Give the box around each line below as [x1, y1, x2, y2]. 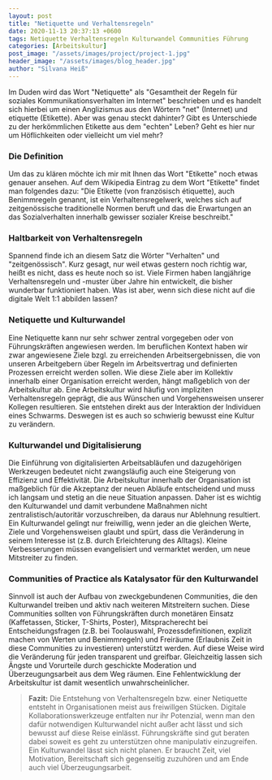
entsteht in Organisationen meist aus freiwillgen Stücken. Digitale [28, 702, 246, 712]
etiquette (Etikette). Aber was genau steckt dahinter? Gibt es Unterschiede [8, 113, 257, 123]
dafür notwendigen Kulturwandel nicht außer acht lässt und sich [28, 720, 244, 730]
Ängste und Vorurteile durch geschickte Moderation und [8, 661, 197, 670]
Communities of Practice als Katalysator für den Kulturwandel [8, 573, 258, 584]
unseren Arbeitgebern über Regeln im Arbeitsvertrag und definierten [8, 358, 238, 368]
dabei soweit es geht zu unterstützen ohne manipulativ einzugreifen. [28, 737, 258, 747]
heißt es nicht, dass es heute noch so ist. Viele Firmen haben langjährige [8, 268, 252, 278]
